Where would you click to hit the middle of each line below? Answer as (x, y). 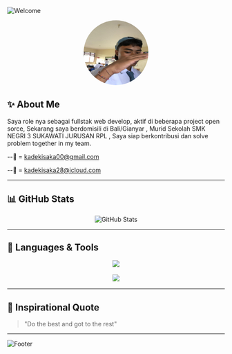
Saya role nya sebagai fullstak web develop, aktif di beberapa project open (114, 121)
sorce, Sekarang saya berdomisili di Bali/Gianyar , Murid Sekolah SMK (106, 129)
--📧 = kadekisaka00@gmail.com (53, 156)
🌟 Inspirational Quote (54, 307)
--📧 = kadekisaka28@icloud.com (54, 170)
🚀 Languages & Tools (53, 248)
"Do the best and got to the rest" (70, 324)
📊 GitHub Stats (41, 199)
